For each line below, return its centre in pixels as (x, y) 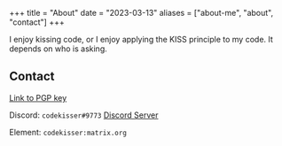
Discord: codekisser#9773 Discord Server (84, 115)
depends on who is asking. (59, 49)
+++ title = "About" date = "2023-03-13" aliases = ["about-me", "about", (141, 13)
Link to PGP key (38, 97)
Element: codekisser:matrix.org (68, 132)
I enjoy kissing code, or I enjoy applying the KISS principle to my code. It (141, 39)
